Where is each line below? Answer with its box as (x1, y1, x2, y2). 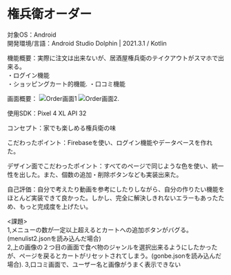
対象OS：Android (7, 30, 57, 39)
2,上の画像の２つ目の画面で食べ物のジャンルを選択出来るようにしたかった (7, 243, 218, 251)
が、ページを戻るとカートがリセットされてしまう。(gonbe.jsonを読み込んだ (7, 252, 222, 260)
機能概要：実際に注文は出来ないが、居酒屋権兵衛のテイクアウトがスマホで (7, 53, 219, 62)
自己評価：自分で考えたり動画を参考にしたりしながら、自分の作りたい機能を (7, 184, 225, 193)
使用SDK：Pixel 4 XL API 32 (7, 108, 87, 117)
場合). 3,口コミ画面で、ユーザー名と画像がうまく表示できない (7, 260, 181, 268)
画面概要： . (7, 94, 119, 102)
